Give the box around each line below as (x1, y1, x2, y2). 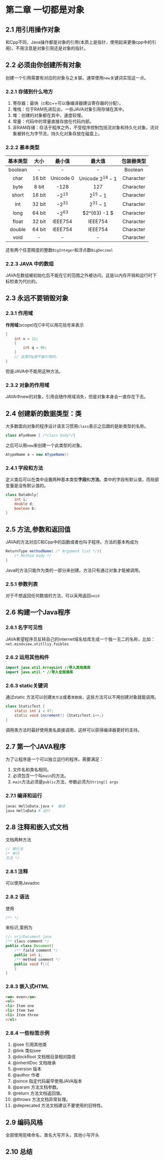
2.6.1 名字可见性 (5, 624, 43, 631)
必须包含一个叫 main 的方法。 (12, 773, 69, 779)
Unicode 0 (50, 175, 74, 182)
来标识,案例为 (5, 924, 33, 930)
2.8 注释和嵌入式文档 (5, 823, 69, 831)
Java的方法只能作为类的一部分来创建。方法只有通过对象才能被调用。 (5, 567, 143, 573)
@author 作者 (12, 1072, 40, 1078)
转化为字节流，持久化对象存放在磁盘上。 (21, 131, 103, 137)
